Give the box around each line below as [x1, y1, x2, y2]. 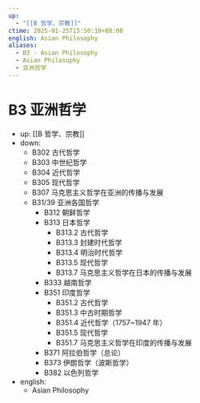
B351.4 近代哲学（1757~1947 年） [55, 317, 167, 327]
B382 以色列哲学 [43, 368, 99, 377]
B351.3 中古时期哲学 [55, 308, 122, 317]
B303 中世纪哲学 [31, 157, 87, 167]
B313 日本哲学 [43, 217, 90, 227]
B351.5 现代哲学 [55, 328, 109, 337]
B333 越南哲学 [43, 277, 92, 287]
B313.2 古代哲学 [55, 228, 109, 237]
